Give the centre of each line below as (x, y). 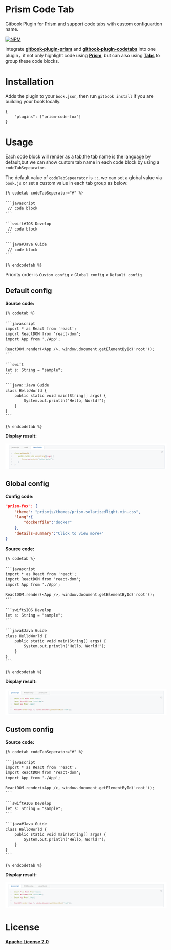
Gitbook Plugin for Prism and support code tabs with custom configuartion (84, 24)
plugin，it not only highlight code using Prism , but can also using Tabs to (83, 55)
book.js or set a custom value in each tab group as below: (67, 183)
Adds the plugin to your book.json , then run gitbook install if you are (79, 96)
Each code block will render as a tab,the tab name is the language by (78, 156)
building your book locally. (33, 101)
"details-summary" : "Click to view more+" (59, 534)
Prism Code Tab (40, 10)
